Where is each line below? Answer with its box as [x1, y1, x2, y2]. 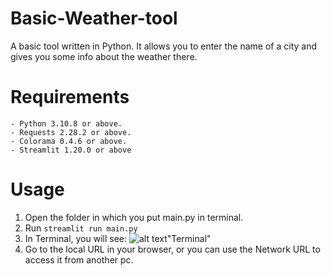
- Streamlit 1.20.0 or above [10, 145, 132, 155]
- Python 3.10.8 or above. [10, 118, 123, 129]
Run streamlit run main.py [24, 222, 138, 234]
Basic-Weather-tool [10, 7, 178, 30]
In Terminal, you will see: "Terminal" [24, 232, 212, 244]
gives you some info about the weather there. [10, 50, 198, 62]
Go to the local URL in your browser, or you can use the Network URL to [24, 243, 321, 255]
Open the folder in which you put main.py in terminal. [24, 211, 244, 223]
